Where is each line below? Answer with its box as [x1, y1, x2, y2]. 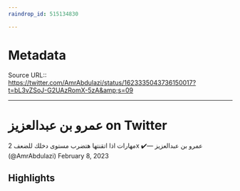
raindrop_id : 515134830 [8, 10, 79, 18]
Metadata [8, 47, 66, 63]
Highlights [8, 172, 56, 184]
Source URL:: [8, 70, 47, 79]
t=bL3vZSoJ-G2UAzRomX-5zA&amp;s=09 [8, 86, 134, 94]
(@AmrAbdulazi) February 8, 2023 [8, 151, 109, 160]
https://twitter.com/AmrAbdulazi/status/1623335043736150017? [8, 78, 197, 87]
